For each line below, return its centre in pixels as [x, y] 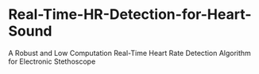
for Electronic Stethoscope [52, 61]
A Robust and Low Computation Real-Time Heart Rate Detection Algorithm [130, 53]
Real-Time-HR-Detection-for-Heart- [130, 15]
